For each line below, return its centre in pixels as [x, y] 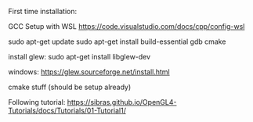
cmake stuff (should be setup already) [70, 87]
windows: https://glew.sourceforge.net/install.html [89, 72]
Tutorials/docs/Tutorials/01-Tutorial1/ [67, 110]
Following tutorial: [37, 102]
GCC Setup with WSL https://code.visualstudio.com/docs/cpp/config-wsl [127, 26]
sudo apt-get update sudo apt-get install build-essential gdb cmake [117, 41]
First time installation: [43, 11]
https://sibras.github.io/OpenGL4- [122, 102]
